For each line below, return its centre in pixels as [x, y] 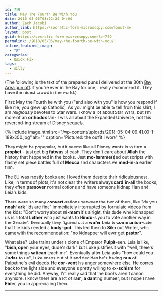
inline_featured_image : [29, 46]
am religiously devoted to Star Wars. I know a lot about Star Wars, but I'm [78, 112]
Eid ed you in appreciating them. [37, 284]
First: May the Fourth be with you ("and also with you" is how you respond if [81, 102]
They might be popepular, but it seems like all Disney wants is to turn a [76, 147]
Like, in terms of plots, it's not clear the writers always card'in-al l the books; [81, 182]
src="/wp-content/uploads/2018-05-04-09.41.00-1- [103, 132]
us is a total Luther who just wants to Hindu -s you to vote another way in [78, 217]
